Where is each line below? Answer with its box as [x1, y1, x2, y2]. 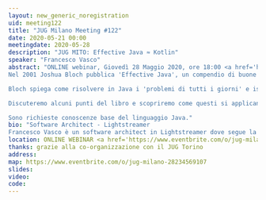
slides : [8, 165, 34, 173]
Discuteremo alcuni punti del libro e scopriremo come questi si [8, 99, 228, 107]
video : [8, 172, 30, 181]
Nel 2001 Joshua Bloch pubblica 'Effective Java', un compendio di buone [8, 71, 257, 79]
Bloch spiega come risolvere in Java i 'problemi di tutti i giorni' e [8, 85, 249, 93]
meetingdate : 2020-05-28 [8, 41, 90, 49]
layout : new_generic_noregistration [8, 11, 129, 20]
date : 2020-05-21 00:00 [8, 33, 87, 42]
